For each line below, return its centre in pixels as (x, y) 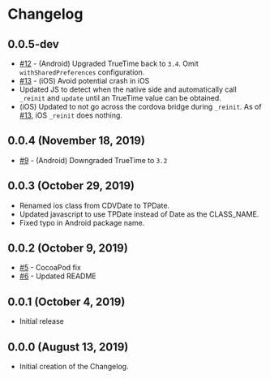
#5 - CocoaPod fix (50, 268)
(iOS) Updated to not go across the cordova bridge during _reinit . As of (140, 107)
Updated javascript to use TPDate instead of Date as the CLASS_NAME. (139, 214)
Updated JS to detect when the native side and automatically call (128, 89)
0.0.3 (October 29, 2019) (71, 186)
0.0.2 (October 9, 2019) (68, 248)
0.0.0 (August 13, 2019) (68, 347)
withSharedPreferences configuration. (82, 72)
